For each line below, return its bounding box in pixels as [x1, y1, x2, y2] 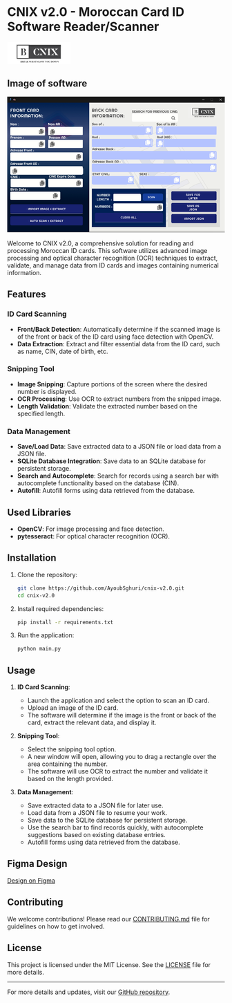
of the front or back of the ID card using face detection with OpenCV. [17, 332, 214, 341]
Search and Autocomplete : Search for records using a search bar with [17, 471, 220, 480]
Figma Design [7, 858, 68, 870]
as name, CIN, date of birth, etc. [17, 347, 108, 355]
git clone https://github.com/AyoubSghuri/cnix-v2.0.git [17, 585, 185, 592]
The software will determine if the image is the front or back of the [27, 711, 217, 720]
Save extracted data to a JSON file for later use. [27, 801, 164, 809]
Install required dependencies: [17, 604, 104, 612]
